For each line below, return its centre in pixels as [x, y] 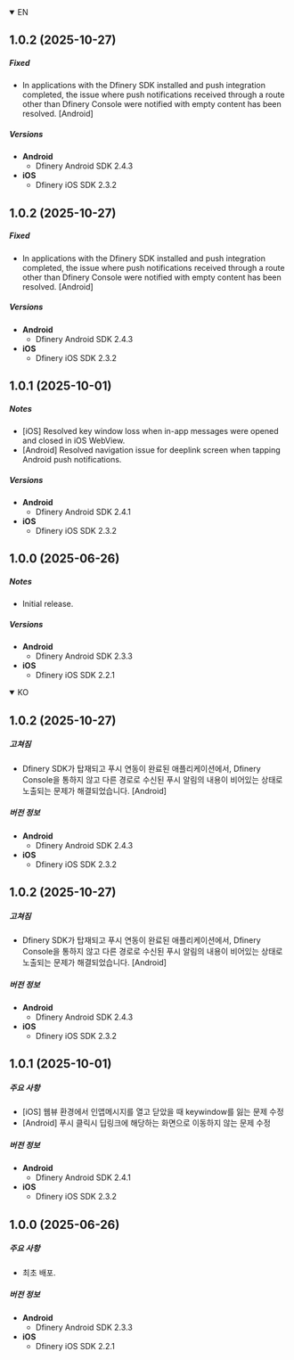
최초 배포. [39, 1273]
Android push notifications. [72, 460]
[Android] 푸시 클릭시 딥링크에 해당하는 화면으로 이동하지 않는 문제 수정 [147, 1123]
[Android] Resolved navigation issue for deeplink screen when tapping [151, 450]
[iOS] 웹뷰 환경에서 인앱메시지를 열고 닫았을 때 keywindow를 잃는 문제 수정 [153, 1112]
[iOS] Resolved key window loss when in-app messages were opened [150, 431]
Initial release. [48, 604]
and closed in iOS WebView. [73, 441]
